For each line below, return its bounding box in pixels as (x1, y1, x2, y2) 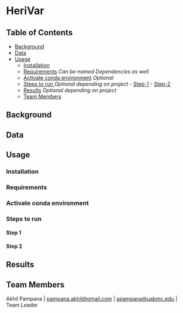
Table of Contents (6, 28, 73, 38)
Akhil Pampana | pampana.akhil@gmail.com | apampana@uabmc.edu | (6, 295, 178, 302)
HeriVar (6, 4, 45, 18)
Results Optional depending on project (23, 87, 117, 93)
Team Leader (6, 301, 38, 309)
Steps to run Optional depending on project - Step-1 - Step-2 (23, 80, 171, 87)
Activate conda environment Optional (23, 75, 114, 81)
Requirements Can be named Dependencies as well (23, 68, 149, 75)
